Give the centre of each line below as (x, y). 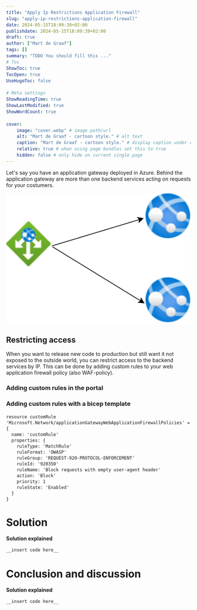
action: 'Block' (37, 476)
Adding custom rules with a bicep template (68, 404)
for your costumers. (30, 185)
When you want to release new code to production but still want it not (90, 354)
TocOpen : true (23, 74)
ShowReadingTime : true (34, 99)
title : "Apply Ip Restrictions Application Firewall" (73, 12)
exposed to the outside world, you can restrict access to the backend (90, 360)
